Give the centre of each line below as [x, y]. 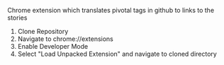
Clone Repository [43, 31]
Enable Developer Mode [53, 46]
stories [17, 18]
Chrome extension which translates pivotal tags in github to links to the [111, 10]
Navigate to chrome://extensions [65, 39]
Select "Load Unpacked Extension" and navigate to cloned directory [117, 54]
